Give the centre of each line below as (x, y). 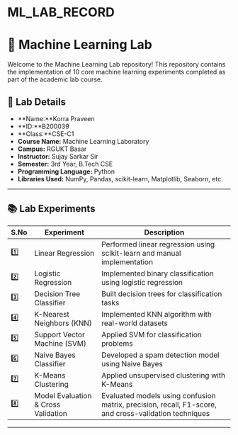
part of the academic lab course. (55, 79)
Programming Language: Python (66, 171)
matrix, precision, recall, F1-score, (159, 405)
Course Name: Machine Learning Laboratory (83, 141)
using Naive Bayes (132, 363)
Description (164, 232)
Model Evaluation (63, 395)
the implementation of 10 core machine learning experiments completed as (117, 72)
